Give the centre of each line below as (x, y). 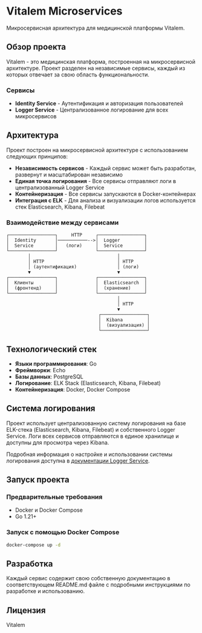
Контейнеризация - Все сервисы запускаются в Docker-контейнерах (106, 194)
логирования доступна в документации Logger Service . (78, 461)
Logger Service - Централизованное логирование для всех (92, 110)
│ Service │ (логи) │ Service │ (77, 246)
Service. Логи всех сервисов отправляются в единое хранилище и (93, 436)
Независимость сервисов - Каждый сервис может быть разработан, (106, 168)
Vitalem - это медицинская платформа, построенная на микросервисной (101, 61)
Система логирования (51, 408)
